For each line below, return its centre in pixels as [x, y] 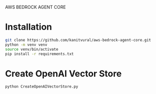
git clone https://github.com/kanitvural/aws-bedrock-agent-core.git [78, 40]
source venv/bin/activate [32, 49]
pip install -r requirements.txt [39, 54]
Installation [29, 27]
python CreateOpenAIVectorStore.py [42, 87]
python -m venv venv [26, 45]
